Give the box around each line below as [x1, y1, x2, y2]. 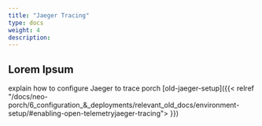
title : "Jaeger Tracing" [8, 11, 90, 20]
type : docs [8, 19, 44, 27]
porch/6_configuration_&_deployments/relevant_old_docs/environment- [8, 100, 240, 110]
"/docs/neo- [8, 92, 49, 102]
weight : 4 [8, 26, 41, 34]
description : [8, 33, 51, 42]
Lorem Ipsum [8, 62, 74, 76]
